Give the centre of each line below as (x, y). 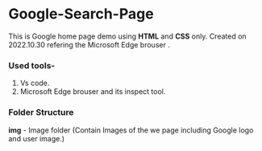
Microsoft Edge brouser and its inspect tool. (93, 92)
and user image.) (37, 138)
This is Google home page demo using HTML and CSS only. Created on (128, 36)
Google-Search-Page (81, 14)
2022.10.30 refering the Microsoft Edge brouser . (89, 44)
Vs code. (35, 83)
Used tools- (32, 65)
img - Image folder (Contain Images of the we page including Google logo (131, 130)
